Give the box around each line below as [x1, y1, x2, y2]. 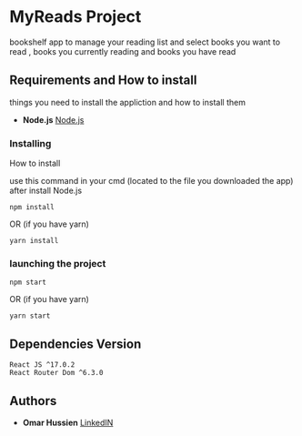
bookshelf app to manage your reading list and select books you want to [9, 36, 280, 47]
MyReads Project [9, 6, 142, 27]
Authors [9, 393, 57, 409]
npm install [9, 203, 55, 212]
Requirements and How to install [9, 73, 197, 88]
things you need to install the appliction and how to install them [9, 96, 246, 107]
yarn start [9, 311, 51, 320]
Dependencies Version [9, 336, 142, 351]
